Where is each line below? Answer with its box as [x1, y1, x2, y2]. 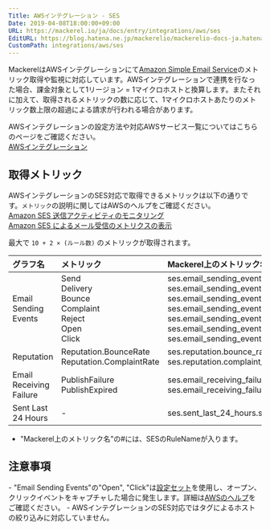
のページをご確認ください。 [8, 132, 100, 141]
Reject [61, 312, 86, 324]
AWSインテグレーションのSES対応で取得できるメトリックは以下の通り [8, 190, 242, 200]
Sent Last [12, 402, 48, 414]
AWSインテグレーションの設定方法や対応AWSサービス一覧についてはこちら [8, 122, 259, 132]
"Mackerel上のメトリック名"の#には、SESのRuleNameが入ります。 [19, 434, 243, 443]
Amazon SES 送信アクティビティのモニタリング [8, 210, 165, 220]
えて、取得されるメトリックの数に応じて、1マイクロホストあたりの [22, 95, 243, 104]
